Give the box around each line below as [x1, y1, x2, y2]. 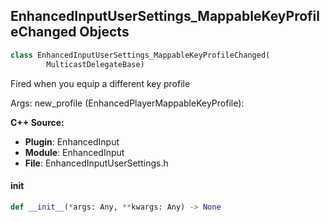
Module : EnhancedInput [24, 146, 125, 158]
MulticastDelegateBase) [46, 59, 145, 69]
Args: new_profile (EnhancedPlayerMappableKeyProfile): [10, 97, 245, 109]
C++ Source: [10, 116, 65, 128]
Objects [79, 24, 130, 41]
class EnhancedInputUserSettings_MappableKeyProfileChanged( [10, 50, 271, 60]
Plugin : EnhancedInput [24, 135, 120, 148]
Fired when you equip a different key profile [10, 77, 191, 89]
